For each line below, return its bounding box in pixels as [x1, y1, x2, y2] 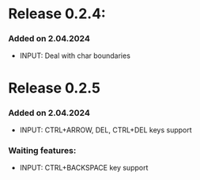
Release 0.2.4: [8, 5, 107, 23]
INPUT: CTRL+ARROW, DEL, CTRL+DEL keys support [19, 124, 192, 135]
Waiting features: [8, 144, 77, 155]
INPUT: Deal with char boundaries [19, 51, 130, 60]
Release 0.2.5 [8, 79, 101, 97]
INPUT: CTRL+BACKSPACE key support [19, 163, 149, 173]
